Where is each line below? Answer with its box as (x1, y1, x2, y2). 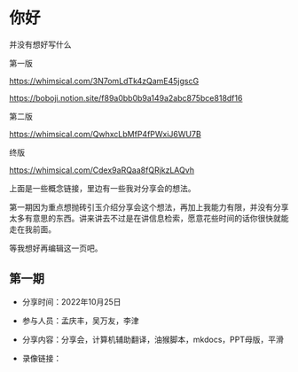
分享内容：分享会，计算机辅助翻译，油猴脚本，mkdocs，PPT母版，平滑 (21, 334, 284, 345)
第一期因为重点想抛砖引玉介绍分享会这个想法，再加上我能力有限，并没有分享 (9, 201, 289, 213)
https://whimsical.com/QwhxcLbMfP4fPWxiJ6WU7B (9, 128, 201, 139)
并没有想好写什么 (9, 39, 72, 50)
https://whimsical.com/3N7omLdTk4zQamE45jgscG (9, 75, 200, 86)
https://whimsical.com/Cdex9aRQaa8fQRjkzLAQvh (9, 165, 195, 175)
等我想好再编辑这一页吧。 (9, 243, 103, 253)
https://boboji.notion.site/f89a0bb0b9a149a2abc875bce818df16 (9, 92, 243, 103)
